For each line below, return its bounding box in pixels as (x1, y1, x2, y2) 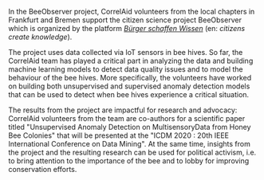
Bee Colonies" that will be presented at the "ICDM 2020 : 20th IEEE (8, 131, 230, 140)
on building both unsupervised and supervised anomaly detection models (8, 81, 250, 91)
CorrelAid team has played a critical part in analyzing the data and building (8, 56, 254, 65)
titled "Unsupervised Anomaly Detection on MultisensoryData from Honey (8, 123, 251, 131)
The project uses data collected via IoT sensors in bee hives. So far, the (8, 48, 243, 57)
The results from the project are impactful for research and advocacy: (8, 105, 238, 115)
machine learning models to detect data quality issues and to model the (8, 65, 243, 74)
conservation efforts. (8, 165, 77, 174)
